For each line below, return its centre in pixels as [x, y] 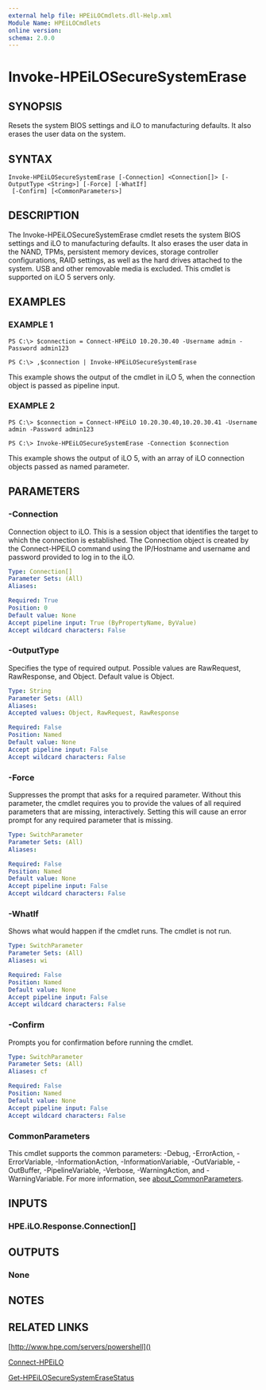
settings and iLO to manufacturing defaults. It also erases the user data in [128, 243]
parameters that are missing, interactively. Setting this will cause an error [127, 812]
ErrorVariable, [31, 1162]
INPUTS [28, 1203]
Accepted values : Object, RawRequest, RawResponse [94, 713]
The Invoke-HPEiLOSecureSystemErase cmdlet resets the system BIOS [124, 235]
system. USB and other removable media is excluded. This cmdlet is [120, 268]
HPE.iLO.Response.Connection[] [72, 1226]
